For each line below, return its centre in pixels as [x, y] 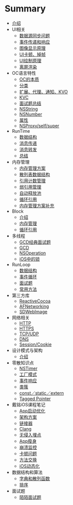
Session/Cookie [35, 344]
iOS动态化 [30, 466]
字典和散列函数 [35, 478]
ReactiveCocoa [35, 301]
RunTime [21, 131]
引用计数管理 [32, 181]
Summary [25, 9]
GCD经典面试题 [35, 242]
